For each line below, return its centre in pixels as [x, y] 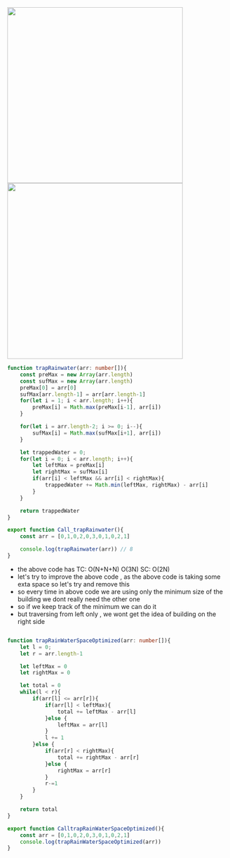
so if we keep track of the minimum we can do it [87, 606]
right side [31, 621]
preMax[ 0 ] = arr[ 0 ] [48, 388]
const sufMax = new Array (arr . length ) [76, 381]
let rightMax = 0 [45, 673]
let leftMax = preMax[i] [69, 466]
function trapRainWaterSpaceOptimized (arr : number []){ [89, 640]
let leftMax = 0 [44, 666]
